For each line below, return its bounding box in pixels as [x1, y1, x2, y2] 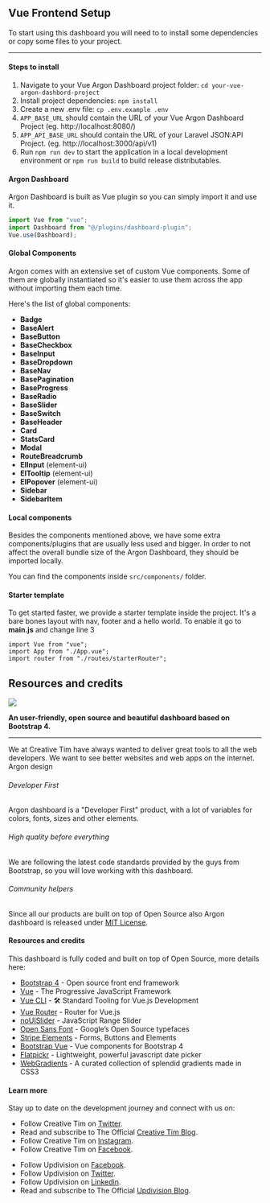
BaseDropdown [19, 357, 74, 367]
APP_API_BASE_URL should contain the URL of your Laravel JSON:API [19, 130, 243, 140]
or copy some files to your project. [8, 36, 123, 46]
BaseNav [19, 366, 51, 376]
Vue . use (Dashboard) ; [8, 231, 78, 239]
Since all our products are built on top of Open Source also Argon [8, 908, 225, 918]
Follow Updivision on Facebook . [19, 1160, 126, 1170]
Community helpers [8, 884, 74, 894]
